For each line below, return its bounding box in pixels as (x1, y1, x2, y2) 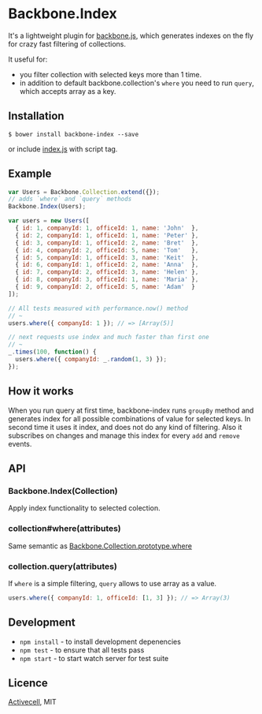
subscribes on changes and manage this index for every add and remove (8, 431, 240, 440)
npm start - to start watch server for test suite (19, 653, 169, 663)
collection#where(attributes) (8, 523, 122, 534)
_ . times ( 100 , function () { (8, 348, 97, 356)
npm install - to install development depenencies (19, 637, 181, 646)
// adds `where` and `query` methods (8, 195, 132, 204)
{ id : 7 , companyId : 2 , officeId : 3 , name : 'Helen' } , (15, 268, 199, 276)
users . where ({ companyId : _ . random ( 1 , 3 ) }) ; (15, 356, 168, 364)
